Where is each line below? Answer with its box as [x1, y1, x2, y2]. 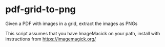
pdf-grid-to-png [5, 4, 76, 15]
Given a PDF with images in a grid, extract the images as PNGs [5, 20, 138, 27]
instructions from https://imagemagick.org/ [5, 36, 96, 42]
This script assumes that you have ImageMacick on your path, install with [5, 30, 160, 36]
